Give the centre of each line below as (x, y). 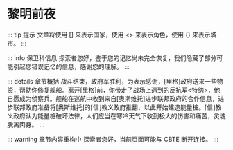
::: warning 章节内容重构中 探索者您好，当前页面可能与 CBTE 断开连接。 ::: (113, 139)
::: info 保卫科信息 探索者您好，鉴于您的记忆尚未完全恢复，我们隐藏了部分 (112, 58)
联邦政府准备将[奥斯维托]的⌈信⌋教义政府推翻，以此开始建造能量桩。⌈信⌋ (114, 107)
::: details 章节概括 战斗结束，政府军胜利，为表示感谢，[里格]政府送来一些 (112, 81)
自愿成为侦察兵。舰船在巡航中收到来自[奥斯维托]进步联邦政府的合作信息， (113, 98)
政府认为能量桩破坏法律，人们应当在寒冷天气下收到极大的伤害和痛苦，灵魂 (119, 115)
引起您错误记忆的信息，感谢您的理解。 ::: (71, 66)
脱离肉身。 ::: (26, 124)
